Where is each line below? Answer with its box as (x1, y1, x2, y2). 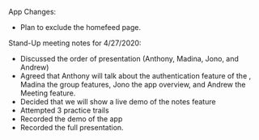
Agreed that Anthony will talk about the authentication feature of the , (19, 71, 252, 80)
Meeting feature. (19, 88, 76, 98)
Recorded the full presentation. (19, 123, 124, 132)
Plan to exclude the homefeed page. (19, 23, 142, 32)
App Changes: (8, 7, 57, 16)
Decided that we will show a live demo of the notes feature (19, 97, 216, 106)
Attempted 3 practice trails (19, 105, 109, 115)
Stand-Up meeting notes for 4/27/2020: (8, 38, 142, 48)
